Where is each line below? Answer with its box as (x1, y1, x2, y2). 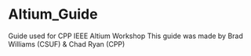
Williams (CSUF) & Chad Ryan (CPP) (8, 39, 125, 48)
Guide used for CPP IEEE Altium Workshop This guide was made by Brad (8, 31, 243, 40)
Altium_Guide (8, 5, 98, 23)
